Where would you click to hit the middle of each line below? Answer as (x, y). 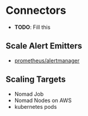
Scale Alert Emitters (44, 46)
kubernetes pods (36, 106)
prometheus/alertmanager (47, 60)
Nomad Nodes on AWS (43, 100)
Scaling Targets (36, 80)
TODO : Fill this (32, 27)
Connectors (36, 11)
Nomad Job (29, 94)
